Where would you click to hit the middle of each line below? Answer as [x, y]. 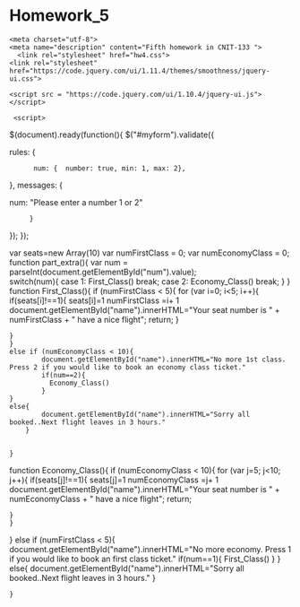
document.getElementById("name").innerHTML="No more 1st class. [164, 360]
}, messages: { [36, 185]
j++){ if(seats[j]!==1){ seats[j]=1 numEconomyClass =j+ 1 [114, 480]
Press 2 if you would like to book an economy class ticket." [128, 367]
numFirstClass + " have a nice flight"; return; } [94, 319]
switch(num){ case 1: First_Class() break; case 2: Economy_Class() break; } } [150, 281]
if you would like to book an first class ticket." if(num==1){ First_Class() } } [145, 559]
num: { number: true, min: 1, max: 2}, [109, 168]
